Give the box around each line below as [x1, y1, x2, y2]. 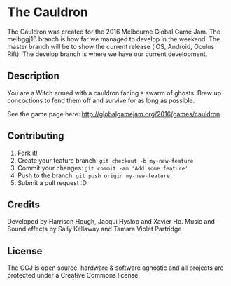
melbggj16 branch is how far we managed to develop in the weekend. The [7, 34, 220, 43]
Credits [7, 198, 41, 210]
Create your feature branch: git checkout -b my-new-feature [17, 156, 194, 165]
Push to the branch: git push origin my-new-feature [17, 171, 170, 179]
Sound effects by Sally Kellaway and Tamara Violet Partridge [7, 225, 182, 233]
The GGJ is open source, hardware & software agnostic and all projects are [7, 264, 224, 272]
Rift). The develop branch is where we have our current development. [7, 50, 208, 58]
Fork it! [17, 149, 38, 157]
